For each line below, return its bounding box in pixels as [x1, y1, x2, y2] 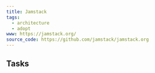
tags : [6, 14, 20, 20]
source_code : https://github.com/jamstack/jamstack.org [6, 36, 149, 42]
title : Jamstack [6, 8, 47, 15]
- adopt [11, 25, 31, 32]
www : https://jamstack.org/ [6, 31, 77, 37]
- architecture [11, 20, 50, 26]
